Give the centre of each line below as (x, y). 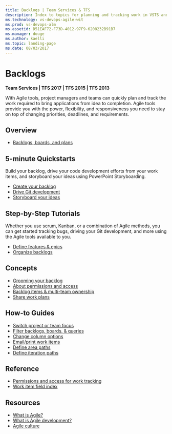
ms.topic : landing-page (31, 44)
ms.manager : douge (25, 34)
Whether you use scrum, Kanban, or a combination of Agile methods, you (83, 226)
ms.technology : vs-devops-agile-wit (44, 19)
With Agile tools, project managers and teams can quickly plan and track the (86, 97)
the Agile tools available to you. (38, 237)
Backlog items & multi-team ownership (53, 291)
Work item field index (35, 387)
